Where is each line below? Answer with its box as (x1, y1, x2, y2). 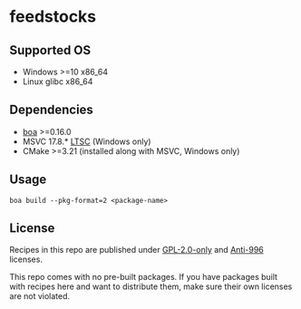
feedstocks (9, 6, 97, 27)
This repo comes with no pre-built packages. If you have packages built (9, 272, 278, 283)
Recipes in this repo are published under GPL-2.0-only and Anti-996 (9, 245, 265, 256)
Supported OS (9, 43, 92, 58)
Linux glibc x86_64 (22, 76, 93, 87)
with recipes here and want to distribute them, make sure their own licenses (9, 281, 293, 292)
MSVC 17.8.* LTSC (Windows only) (22, 136, 151, 147)
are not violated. (9, 291, 71, 302)
